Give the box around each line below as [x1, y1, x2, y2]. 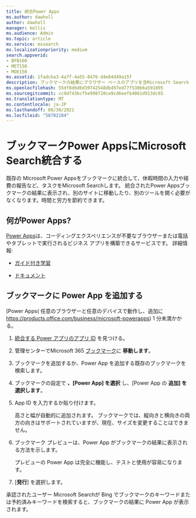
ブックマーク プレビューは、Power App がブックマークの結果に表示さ [14, 439, 183, 446]
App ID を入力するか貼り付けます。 [14, 399, 99, 406]
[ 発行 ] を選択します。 [14, 478, 66, 485]
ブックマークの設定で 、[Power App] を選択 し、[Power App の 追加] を [14, 379, 187, 386]
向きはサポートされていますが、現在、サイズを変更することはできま [25, 419, 189, 426]
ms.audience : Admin [6, 31, 54, 36]
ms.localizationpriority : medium [6, 47, 88, 53]
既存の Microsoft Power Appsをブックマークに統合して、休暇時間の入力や [6, 174, 184, 182]
